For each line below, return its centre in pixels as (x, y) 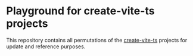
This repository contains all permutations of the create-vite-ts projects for (97, 40)
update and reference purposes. (46, 46)
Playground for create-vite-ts (80, 11)
